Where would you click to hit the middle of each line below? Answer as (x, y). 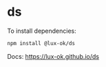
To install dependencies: (42, 31)
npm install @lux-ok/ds (41, 43)
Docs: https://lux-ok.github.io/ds (53, 56)
